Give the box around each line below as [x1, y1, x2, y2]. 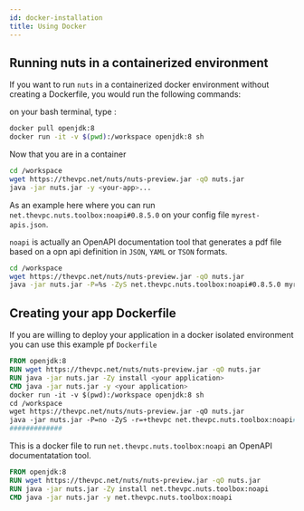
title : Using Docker [9, 22, 88, 31]
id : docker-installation [9, 13, 103, 23]
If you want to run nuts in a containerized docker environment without [9, 79, 270, 91]
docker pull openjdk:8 [9, 124, 95, 133]
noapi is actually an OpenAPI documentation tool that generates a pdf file [9, 236, 282, 247]
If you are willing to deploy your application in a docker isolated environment [9, 330, 294, 341]
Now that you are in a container [9, 149, 127, 159]
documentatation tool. [9, 450, 92, 460]
